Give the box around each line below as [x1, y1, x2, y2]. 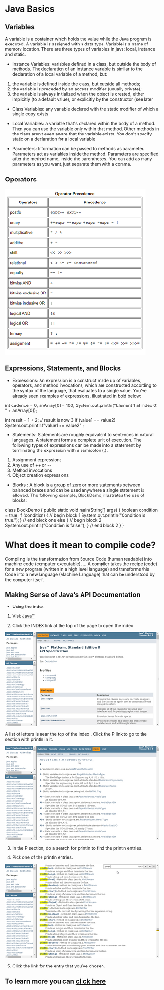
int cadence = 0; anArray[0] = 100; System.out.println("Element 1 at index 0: [5, 402, 158, 408]
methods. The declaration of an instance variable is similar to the [12, 66, 143, 72]
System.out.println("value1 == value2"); [5, 422, 84, 428]
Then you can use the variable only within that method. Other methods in [12, 126, 159, 132]
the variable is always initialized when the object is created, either [12, 91, 145, 97]
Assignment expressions [12, 456, 62, 463]
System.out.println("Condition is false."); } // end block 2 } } [5, 522, 124, 528]
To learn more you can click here [5, 977, 106, 986]
